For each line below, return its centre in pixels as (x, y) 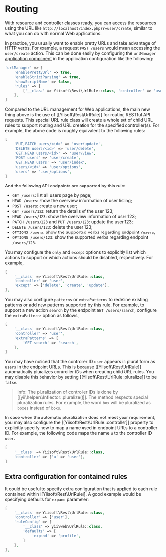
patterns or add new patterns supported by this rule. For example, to (75, 305)
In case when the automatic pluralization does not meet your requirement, (80, 418)
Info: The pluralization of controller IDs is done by (67, 392)
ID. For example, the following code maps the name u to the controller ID (79, 433)
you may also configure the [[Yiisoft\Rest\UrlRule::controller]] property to (79, 423)
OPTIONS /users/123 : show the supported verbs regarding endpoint (80, 237)
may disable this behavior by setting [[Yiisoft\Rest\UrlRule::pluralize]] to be (81, 377)
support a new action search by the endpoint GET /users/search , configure (81, 310)
